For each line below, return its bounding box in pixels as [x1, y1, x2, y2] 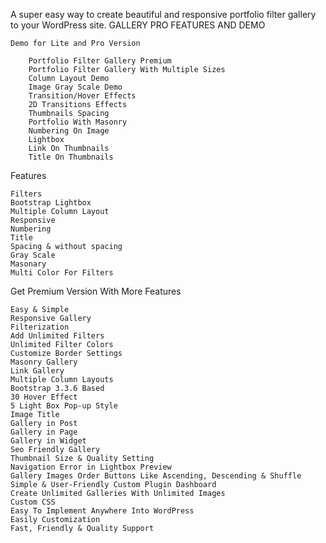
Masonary [10, 259, 47, 269]
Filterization [10, 322, 70, 332]
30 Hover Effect [10, 392, 78, 402]
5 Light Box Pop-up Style [10, 401, 118, 411]
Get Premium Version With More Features [10, 285, 182, 297]
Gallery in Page [10, 427, 78, 437]
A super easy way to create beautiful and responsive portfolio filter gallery [10, 9, 317, 20]
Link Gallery [10, 366, 65, 376]
